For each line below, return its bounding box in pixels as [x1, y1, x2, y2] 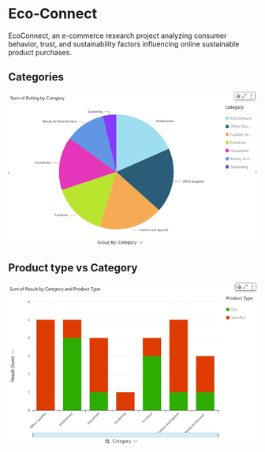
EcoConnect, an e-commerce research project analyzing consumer [8, 31, 227, 40]
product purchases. [8, 47, 73, 57]
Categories [8, 70, 65, 84]
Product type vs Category [8, 261, 138, 275]
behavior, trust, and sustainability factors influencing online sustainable [8, 39, 240, 48]
